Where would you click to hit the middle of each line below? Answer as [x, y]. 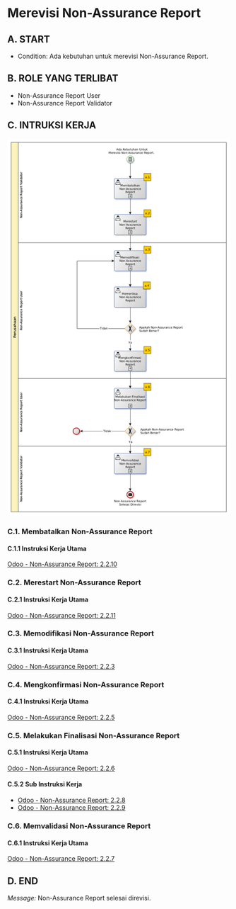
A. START [29, 39]
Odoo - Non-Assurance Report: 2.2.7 [61, 859]
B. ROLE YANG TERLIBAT [63, 78]
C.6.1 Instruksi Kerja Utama [48, 843]
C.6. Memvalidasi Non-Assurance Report [79, 826]
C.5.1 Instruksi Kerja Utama [48, 752]
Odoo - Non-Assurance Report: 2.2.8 [71, 800]
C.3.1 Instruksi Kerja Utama [48, 650]
